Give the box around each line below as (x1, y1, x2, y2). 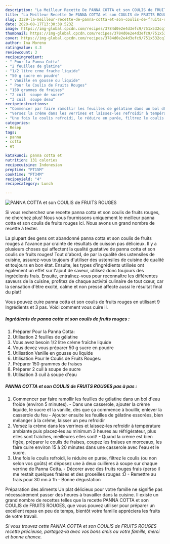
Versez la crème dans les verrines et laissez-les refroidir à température (12, 423, 161, 429)
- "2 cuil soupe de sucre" (5, 92, 65, 97)
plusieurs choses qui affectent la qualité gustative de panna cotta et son (5, 246, 156, 252)
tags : (5, 130, 17, 135)
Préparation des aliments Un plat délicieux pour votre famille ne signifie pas (5, 486, 163, 492)
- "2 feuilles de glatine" (5, 64, 62, 69)
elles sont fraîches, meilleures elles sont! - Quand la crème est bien (12, 434, 153, 440)
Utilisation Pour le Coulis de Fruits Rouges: (12, 355, 101, 362)
